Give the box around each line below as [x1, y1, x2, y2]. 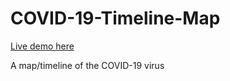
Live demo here [10, 40, 75, 52]
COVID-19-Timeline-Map [10, 7, 221, 30]
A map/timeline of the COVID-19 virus [10, 59, 165, 71]
